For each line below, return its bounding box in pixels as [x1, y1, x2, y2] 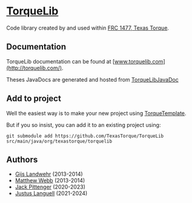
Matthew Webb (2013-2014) [15, 177, 85, 184]
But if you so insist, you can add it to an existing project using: [6, 121, 161, 128]
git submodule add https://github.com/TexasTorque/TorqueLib [6, 133, 164, 139]
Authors [6, 154, 38, 164]
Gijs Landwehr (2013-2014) [15, 170, 83, 178]
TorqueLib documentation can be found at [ [6, 57, 115, 65]
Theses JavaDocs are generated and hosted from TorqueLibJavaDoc [6, 76, 179, 83]
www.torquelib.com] [114, 57, 165, 65]
